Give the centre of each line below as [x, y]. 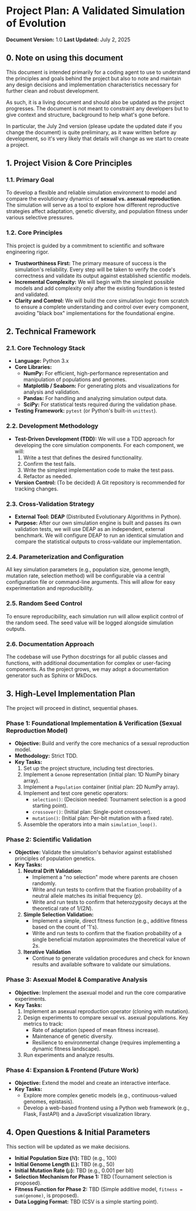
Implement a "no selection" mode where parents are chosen [105, 877]
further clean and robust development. [53, 91]
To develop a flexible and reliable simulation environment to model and [92, 192]
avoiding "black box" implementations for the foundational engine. [94, 313]
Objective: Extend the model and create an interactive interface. [92, 1083]
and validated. [32, 294]
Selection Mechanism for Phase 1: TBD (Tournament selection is [93, 1176]
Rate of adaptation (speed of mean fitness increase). [96, 1030]
